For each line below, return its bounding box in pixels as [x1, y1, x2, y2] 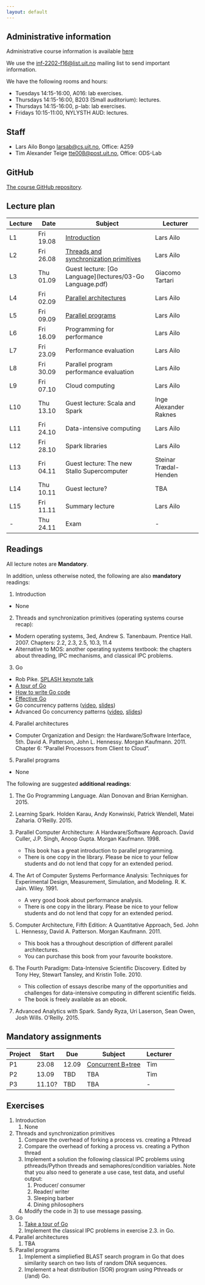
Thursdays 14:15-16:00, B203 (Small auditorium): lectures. [15, 96, 161, 104]
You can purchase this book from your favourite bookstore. [24, 952, 173, 960]
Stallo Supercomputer [65, 466, 128, 475]
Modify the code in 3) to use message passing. [24, 1207, 143, 1215]
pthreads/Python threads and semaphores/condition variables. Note [24, 1162, 196, 1170]
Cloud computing [65, 381, 115, 389]
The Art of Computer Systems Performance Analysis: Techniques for [15, 871, 189, 879]
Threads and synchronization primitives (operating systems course [15, 614, 184, 621]
